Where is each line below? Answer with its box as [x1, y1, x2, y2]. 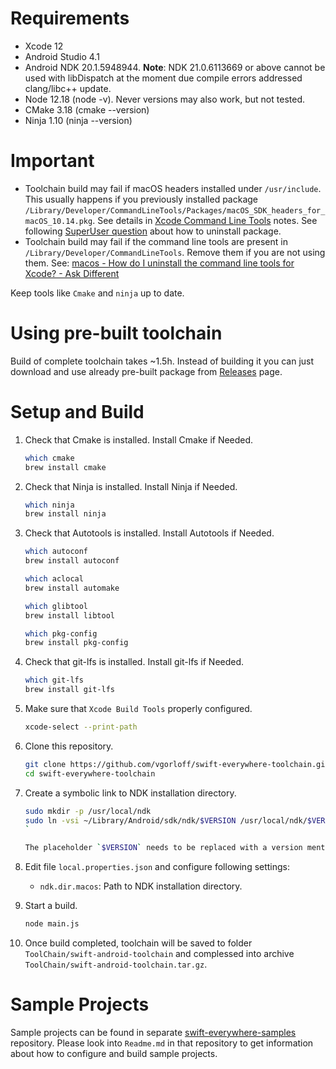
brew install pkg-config [24, 638, 129, 648]
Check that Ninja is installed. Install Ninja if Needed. [24, 480, 238, 492]
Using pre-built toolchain [10, 322, 223, 345]
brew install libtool [24, 610, 115, 621]
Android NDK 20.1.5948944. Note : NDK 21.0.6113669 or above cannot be [24, 61, 326, 73]
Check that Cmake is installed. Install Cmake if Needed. [24, 433, 254, 446]
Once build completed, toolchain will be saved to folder [24, 937, 253, 949]
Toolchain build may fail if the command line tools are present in [24, 235, 288, 247]
